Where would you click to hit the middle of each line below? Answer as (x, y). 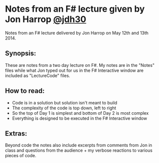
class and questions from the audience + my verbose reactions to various (79, 150)
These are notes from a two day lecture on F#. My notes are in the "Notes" (80, 65)
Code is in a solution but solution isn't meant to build (65, 102)
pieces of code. (21, 156)
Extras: (16, 133)
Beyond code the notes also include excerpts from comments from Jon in (79, 145)
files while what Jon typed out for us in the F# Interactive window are (74, 70)
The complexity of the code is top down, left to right (64, 108)
